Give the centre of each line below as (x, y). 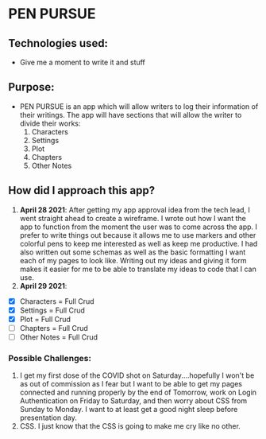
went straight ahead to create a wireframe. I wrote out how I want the (133, 218)
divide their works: (50, 123)
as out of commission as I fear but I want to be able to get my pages (131, 384)
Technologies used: (58, 43)
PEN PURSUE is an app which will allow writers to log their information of (139, 106)
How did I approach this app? (82, 190)
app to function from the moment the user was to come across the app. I (139, 227)
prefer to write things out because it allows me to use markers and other (138, 235)
